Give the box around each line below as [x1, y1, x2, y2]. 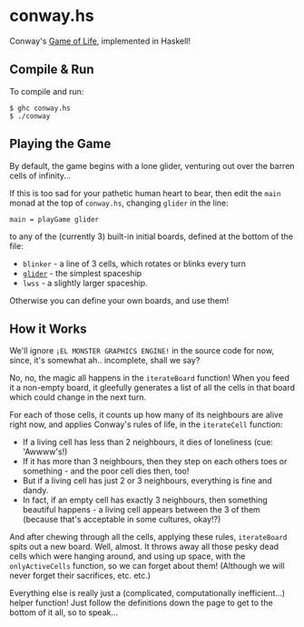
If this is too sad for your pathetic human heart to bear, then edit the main [9, 187, 281, 198]
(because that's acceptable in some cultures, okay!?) [22, 514, 221, 525]
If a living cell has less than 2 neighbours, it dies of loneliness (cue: [22, 437, 274, 448]
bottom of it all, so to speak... [9, 607, 119, 618]
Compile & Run [9, 62, 94, 77]
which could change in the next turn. [9, 392, 147, 403]
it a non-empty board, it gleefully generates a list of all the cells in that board [9, 383, 296, 393]
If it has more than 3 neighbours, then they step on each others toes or [22, 456, 288, 467]
